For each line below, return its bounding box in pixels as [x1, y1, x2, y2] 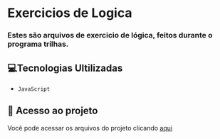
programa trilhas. [7, 39, 69, 49]
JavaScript [17, 85, 51, 93]
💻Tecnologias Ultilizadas [7, 62, 123, 74]
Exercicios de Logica [7, 5, 132, 21]
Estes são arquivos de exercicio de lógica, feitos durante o [7, 30, 213, 40]
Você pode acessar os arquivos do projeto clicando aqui [7, 123, 173, 132]
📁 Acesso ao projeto [7, 105, 98, 117]
